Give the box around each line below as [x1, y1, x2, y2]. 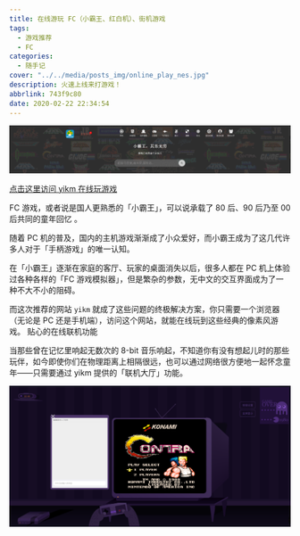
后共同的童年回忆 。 [9, 213, 82, 224]
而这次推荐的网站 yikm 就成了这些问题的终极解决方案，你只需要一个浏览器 [9, 303, 280, 314]
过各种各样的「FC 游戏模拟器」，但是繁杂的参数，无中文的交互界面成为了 [9, 273, 277, 284]
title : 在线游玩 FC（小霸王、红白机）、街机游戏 [9, 14, 166, 23]
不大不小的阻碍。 [16, 284, 80, 295]
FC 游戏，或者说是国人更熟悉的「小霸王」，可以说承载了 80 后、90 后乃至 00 [9, 202, 291, 213]
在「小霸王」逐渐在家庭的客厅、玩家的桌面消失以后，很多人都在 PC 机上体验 [9, 262, 291, 273]
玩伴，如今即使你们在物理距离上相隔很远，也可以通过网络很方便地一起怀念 [9, 356, 283, 367]
